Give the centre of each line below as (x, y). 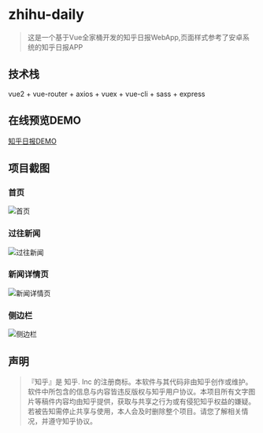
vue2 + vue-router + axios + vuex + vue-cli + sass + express (107, 94)
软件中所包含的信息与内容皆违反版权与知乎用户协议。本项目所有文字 (138, 391)
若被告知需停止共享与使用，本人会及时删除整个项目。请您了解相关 (134, 411)
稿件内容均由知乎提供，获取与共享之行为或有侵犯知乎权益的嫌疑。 (148, 401)
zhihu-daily (46, 15)
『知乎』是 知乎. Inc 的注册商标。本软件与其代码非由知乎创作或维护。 (140, 381)
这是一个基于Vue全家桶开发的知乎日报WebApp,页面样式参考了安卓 (135, 37)
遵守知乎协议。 (72, 421)
